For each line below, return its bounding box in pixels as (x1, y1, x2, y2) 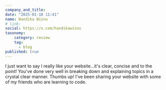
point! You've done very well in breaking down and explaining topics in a (5, 68, 154, 74)
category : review (14, 35, 50, 40)
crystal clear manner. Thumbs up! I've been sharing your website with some (5, 73, 161, 79)
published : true (5, 49, 39, 54)
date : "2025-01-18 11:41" (5, 12, 59, 17)
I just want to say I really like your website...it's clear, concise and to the (5, 63, 153, 69)
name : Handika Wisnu (5, 16, 48, 21)
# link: (5, 21, 21, 26)
